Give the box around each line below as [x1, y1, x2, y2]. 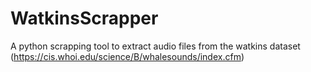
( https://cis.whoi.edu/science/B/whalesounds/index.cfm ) [10, 50, 245, 62]
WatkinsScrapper [10, 7, 159, 30]
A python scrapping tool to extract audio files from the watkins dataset [10, 40, 301, 52]
